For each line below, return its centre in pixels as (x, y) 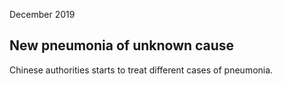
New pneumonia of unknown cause (122, 45)
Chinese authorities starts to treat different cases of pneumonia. (141, 70)
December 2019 (42, 14)
